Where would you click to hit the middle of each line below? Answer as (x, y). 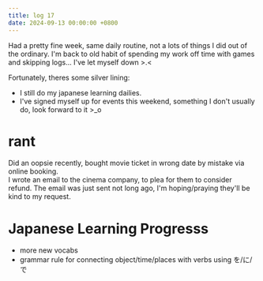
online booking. (34, 171)
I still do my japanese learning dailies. (81, 92)
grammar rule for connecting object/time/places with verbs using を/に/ (136, 260)
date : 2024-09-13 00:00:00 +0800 (63, 23)
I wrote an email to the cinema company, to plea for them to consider (120, 180)
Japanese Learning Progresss (109, 229)
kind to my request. (39, 197)
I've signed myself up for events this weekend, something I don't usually (137, 101)
